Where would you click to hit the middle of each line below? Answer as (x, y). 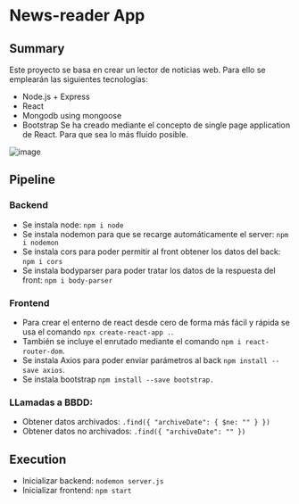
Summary (37, 49)
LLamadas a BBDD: (51, 402)
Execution (38, 459)
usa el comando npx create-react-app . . (98, 332)
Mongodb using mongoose (72, 116)
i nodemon (41, 243)
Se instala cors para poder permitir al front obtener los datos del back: (151, 252)
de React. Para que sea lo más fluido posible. (105, 134)
